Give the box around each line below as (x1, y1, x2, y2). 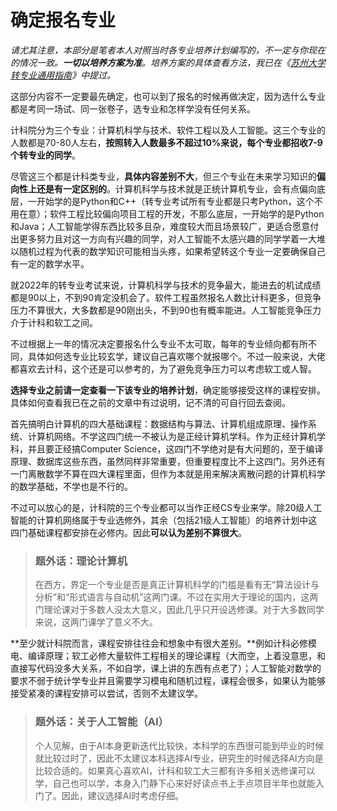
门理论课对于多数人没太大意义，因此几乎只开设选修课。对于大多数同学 (34, 604, 325, 616)
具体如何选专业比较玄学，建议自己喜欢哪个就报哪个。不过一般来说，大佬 (27, 350, 326, 362)
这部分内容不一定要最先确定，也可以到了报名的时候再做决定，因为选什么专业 (10, 90, 326, 102)
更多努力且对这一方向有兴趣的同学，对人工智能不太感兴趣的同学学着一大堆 (18, 232, 326, 245)
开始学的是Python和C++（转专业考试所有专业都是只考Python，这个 (36, 195, 315, 207)
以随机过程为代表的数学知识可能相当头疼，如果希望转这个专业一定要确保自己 (10, 245, 326, 257)
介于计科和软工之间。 (10, 316, 98, 328)
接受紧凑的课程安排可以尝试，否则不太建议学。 (10, 687, 203, 700)
